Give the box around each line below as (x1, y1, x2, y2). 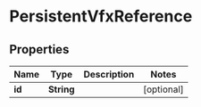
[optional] (142, 83, 185, 95)
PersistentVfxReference (9, 6, 193, 27)
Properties (9, 42, 70, 57)
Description (83, 69, 135, 80)
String (47, 83, 75, 95)
